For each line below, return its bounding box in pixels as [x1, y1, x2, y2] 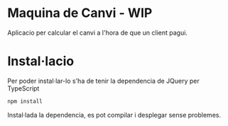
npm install [7, 98, 43, 105]
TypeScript [7, 84, 40, 93]
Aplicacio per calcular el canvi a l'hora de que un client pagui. [7, 28, 188, 37]
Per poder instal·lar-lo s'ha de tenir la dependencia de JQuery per [7, 76, 200, 85]
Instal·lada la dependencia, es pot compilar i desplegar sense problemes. [7, 110, 222, 119]
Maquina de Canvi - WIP [7, 5, 153, 21]
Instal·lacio [7, 53, 75, 69]
